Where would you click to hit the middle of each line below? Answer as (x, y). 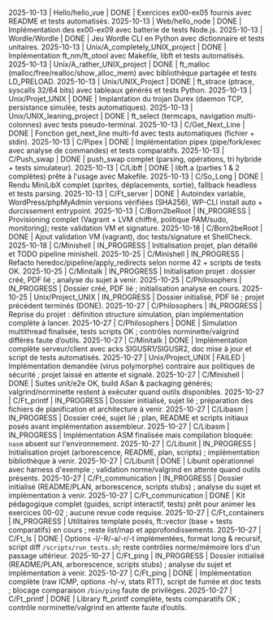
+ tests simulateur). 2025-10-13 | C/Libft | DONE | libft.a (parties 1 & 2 (124, 168)
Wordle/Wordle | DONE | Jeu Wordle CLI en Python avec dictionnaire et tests (136, 38)
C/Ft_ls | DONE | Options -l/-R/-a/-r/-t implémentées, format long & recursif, (135, 538)
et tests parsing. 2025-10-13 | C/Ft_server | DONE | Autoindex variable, (127, 194)
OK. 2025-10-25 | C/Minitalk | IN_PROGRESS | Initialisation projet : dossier (132, 271)
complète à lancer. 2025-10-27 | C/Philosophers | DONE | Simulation (123, 323)
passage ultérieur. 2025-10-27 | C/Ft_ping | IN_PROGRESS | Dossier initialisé (136, 555)
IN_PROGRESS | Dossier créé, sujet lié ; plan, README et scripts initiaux (129, 418)
